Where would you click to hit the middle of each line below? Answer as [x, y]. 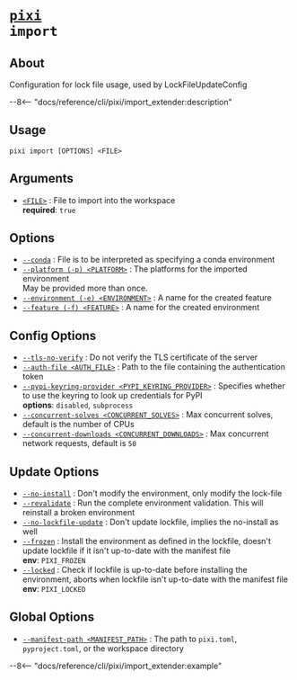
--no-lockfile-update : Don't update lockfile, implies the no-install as [150, 522]
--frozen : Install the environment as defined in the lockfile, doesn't [147, 541]
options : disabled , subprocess [78, 405]
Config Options [53, 336]
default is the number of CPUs [78, 425]
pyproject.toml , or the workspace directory [103, 648]
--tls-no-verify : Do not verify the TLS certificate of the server [140, 357]
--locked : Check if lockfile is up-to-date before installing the [135, 570]
